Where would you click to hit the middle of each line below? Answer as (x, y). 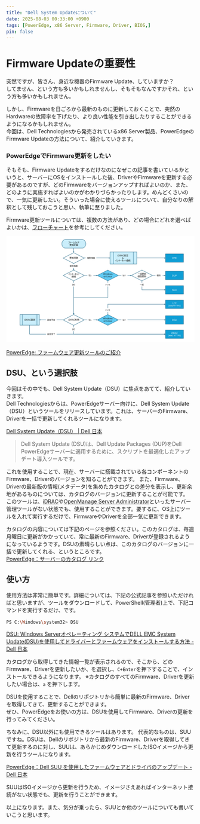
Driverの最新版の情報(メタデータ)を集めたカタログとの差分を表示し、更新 (96, 486)
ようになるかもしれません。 (40, 124)
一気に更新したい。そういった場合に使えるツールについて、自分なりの (102, 200)
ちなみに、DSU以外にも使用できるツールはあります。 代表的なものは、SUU (99, 732)
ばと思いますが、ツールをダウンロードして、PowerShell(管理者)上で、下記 (98, 602)
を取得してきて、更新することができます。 (58, 704)
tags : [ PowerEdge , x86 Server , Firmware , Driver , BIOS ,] (79, 25)
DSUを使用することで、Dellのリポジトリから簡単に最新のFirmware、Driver (98, 697)
